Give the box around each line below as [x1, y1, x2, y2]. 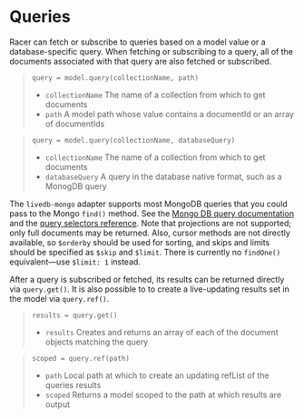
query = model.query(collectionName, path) [31, 73, 200, 83]
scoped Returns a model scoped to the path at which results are [44, 389, 282, 400]
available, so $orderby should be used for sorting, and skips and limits [9, 236, 270, 247]
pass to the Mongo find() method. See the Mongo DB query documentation [9, 207, 295, 219]
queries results [44, 379, 102, 390]
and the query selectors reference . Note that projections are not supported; [9, 217, 292, 228]
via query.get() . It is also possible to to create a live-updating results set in [9, 284, 290, 294]
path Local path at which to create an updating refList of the [44, 370, 270, 381]
